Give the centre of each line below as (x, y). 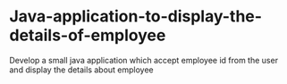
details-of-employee (88, 35)
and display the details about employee (81, 70)
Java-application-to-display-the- (135, 17)
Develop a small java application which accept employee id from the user (144, 60)
